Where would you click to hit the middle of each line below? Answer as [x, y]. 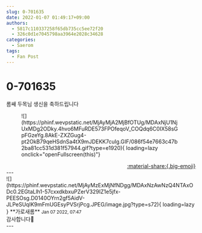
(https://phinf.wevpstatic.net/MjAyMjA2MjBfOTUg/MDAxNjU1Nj [99, 122]
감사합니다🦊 [20, 219]
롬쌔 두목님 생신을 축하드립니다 [43, 104]
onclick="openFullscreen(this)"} [61, 154]
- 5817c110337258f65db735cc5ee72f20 [57, 29]
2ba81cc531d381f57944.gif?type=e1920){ [73, 148]
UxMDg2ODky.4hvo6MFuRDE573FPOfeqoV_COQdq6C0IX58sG [100, 129]
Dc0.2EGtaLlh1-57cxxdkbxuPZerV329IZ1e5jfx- [64, 191]
